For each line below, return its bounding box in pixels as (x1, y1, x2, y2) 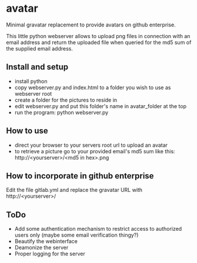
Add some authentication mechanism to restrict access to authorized (14, 225, 182, 232)
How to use (6, 126, 48, 136)
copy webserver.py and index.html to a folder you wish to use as (14, 84, 171, 91)
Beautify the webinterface (14, 238, 78, 245)
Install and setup (6, 62, 69, 72)
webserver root (14, 90, 52, 97)
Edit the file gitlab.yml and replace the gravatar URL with (6, 187, 143, 194)
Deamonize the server (14, 244, 69, 251)
